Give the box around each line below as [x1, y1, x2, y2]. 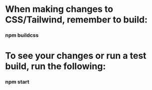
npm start [5, 79, 30, 86]
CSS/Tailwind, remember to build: [5, 14, 148, 25]
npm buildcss [5, 32, 39, 39]
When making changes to [5, 3, 114, 15]
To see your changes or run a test [5, 50, 147, 62]
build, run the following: [5, 61, 106, 72]
